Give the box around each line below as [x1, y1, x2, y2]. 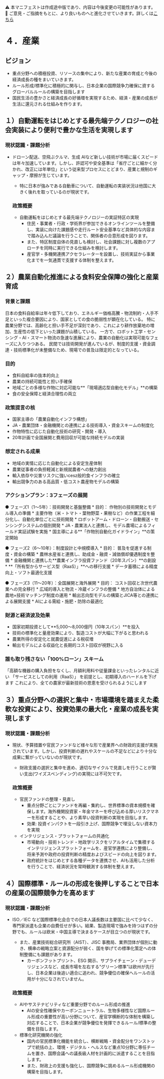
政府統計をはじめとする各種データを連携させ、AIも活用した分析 [26, 858, 155, 863]
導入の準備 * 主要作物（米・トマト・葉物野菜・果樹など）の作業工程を [9, 510, 151, 516]
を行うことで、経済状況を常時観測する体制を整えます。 [26, 864, 138, 870]
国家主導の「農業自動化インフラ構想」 [12, 416, 89, 422]
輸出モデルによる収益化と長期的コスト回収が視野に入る [12, 642, 123, 648]
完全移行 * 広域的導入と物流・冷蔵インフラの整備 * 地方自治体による [18, 586, 155, 592]
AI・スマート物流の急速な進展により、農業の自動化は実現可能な [21, 335, 150, 341]
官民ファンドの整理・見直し [19, 796, 76, 802]
